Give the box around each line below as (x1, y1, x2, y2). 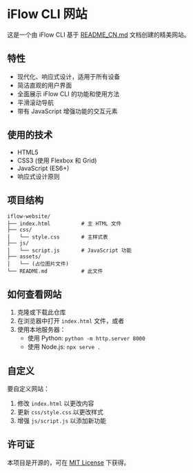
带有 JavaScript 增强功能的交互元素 (17, 106, 118, 115)
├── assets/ (7, 253, 41, 260)
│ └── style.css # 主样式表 (7, 234, 108, 241)
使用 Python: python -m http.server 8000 (27, 334, 146, 342)
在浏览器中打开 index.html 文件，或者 (17, 317, 125, 325)
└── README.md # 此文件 (7, 268, 103, 275)
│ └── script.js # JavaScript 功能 (7, 247, 132, 254)
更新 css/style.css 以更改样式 (17, 408, 103, 416)
